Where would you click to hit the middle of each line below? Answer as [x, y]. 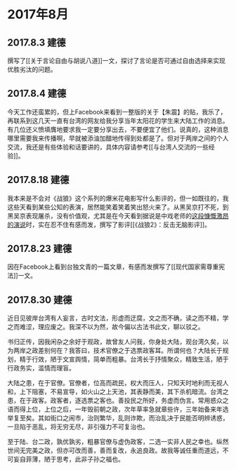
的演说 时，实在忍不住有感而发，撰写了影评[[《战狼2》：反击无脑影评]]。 [109, 224]
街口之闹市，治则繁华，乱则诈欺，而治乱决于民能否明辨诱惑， [139, 418]
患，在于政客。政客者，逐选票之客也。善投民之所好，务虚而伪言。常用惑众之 [118, 401]
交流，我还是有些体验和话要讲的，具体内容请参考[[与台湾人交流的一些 [108, 147]
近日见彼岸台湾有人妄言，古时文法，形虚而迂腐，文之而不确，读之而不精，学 [118, 318]
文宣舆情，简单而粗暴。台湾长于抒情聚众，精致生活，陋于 [145, 359]
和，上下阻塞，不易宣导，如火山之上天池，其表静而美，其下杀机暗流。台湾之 [118, 392]
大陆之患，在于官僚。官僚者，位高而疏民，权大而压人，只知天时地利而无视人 [118, 383]
